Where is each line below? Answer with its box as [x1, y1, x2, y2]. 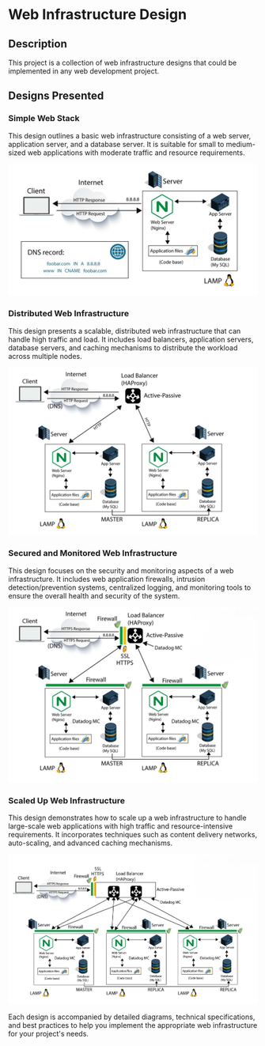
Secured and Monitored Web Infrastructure [8, 548, 178, 559]
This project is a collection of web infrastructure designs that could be [8, 58, 237, 67]
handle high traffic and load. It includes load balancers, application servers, [8, 334, 254, 344]
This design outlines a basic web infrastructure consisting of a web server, [8, 130, 252, 140]
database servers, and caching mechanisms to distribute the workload [8, 342, 238, 353]
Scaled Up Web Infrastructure [8, 795, 125, 806]
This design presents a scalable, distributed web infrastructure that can [8, 326, 241, 335]
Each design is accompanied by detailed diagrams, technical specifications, [8, 1012, 256, 1021]
